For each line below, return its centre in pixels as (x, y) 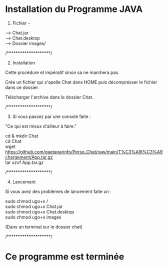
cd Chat (13, 141)
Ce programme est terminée (65, 257)
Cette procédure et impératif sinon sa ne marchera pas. (62, 72)
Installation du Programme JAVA (74, 9)
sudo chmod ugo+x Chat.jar (34, 206)
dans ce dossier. (22, 87)
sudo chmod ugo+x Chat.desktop (40, 211)
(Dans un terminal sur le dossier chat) (44, 226)
